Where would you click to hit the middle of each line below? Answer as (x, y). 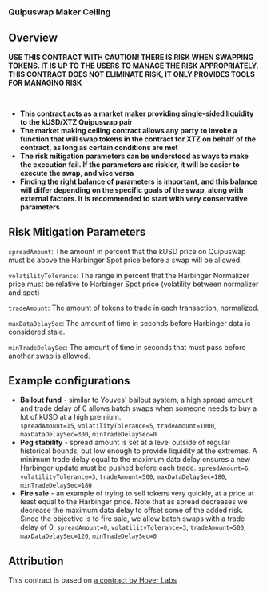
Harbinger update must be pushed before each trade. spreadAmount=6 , (135, 468)
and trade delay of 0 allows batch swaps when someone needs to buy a (138, 408)
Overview (33, 38)
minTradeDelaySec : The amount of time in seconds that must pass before (127, 347)
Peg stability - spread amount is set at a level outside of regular (125, 443)
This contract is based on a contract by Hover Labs (93, 580)
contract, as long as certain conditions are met (99, 147)
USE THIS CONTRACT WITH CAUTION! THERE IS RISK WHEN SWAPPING (131, 57)
